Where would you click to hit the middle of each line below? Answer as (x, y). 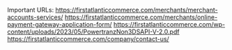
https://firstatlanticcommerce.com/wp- (169, 24)
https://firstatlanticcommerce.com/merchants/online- (141, 17)
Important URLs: (31, 10)
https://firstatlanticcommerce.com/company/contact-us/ (88, 39)
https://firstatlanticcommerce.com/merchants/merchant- (137, 10)
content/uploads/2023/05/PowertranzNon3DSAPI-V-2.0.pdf (93, 32)
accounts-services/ (35, 17)
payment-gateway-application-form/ (60, 24)
